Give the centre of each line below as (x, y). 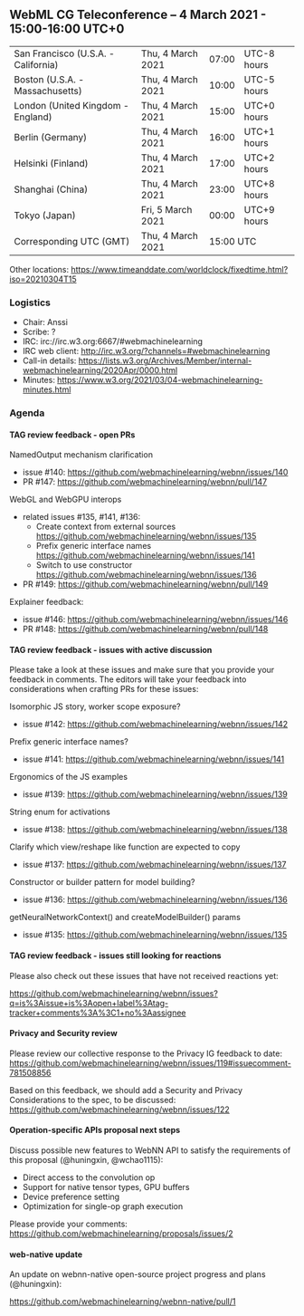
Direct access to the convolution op (89, 1177)
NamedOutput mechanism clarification (81, 455)
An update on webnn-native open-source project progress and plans (138, 1274)
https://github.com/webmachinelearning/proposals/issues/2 (121, 1234)
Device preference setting (71, 1197)
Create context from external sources (106, 527)
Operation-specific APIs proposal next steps (95, 1130)
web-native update (46, 1254)
